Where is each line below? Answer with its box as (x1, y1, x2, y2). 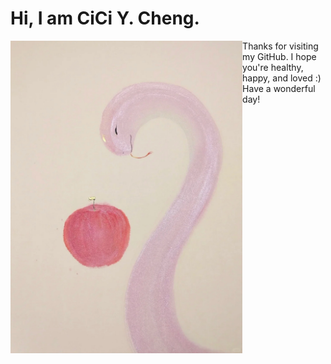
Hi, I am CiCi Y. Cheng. (10, 7, 200, 30)
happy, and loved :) (242, 72, 322, 84)
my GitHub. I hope (242, 50, 317, 62)
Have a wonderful (242, 82, 316, 94)
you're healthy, (242, 61, 304, 73)
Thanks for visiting (242, 40, 319, 52)
